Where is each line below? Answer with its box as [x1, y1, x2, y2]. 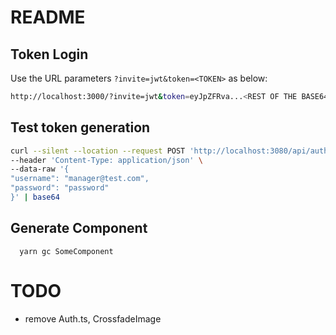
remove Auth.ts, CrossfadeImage [24, 312, 162, 325]
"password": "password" [10, 183, 110, 193]
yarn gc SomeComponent [19, 246, 114, 256]
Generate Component [10, 220, 148, 237]
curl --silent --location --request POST [10, 146, 186, 156]
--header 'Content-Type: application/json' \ [10, 155, 203, 165]
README [10, 6, 86, 29]
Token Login [10, 46, 89, 63]
